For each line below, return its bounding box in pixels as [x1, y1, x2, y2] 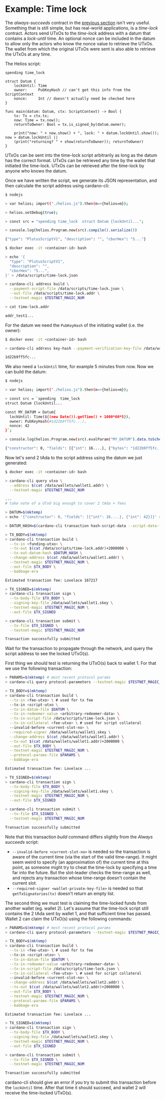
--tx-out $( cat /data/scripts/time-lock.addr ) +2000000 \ [9, 546, 129, 551]
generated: [5, 460, 27, 466]
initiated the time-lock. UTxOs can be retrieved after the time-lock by [5, 163, 144, 169]
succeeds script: [5, 839, 39, 845]
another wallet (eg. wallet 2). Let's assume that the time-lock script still [5, 905, 149, 911]
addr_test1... [5, 313, 34, 318]
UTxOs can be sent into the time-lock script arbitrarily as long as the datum [5, 152, 157, 158]
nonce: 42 [9, 423, 29, 428]
